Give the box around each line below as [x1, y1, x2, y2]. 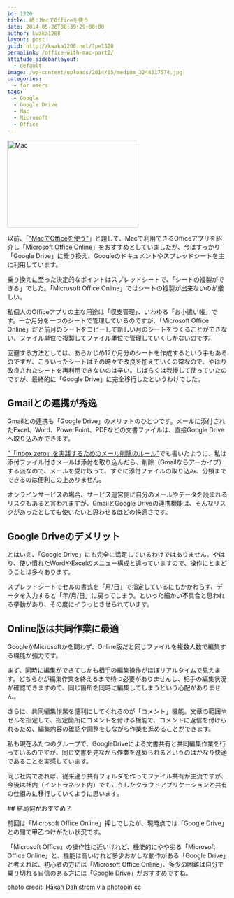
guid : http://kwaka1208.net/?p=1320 [7, 43, 114, 50]
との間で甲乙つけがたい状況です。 [7, 827, 105, 836]
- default [13, 62, 42, 69]
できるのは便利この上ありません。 [7, 476, 105, 484]
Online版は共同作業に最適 [7, 622, 119, 634]
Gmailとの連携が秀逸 [7, 397, 98, 409]
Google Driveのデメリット [7, 530, 121, 542]
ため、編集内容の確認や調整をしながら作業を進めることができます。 [19, 725, 215, 733]
